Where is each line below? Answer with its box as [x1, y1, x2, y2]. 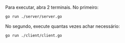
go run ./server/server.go [5, 14, 62, 19]
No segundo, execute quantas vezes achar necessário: [5, 23, 120, 29]
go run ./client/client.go [5, 33, 62, 38]
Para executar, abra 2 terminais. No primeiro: [5, 5, 99, 10]
